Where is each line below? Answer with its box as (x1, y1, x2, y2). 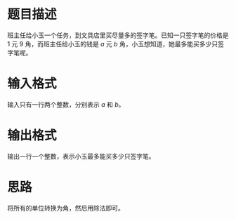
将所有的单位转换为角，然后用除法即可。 (7, 204, 124, 212)
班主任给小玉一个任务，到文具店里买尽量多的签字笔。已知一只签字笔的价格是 (7, 31, 229, 39)
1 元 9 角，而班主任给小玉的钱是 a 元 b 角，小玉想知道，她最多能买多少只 (7, 39, 218, 48)
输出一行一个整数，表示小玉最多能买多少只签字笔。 (7, 152, 155, 160)
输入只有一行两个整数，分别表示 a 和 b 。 (7, 100, 125, 109)
